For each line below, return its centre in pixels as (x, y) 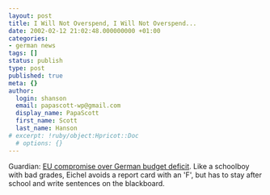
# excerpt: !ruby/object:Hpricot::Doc (74, 135)
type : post (27, 68)
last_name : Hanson (47, 128)
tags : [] (23, 53)
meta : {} (23, 83)
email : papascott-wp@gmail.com (68, 106)
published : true (36, 76)
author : (21, 91)
